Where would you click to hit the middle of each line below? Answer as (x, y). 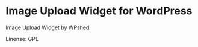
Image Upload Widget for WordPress (99, 11)
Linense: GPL (22, 39)
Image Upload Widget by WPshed (48, 27)
